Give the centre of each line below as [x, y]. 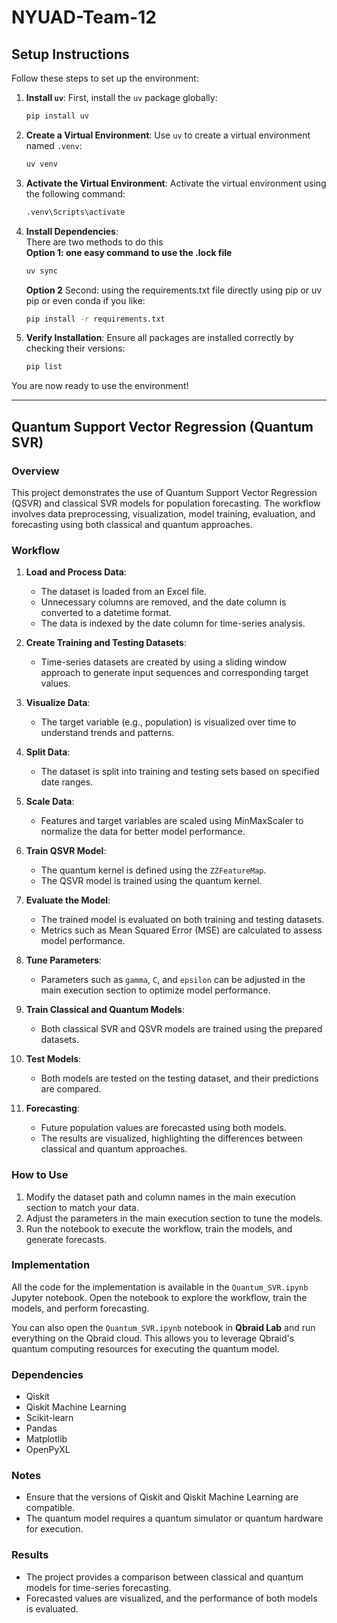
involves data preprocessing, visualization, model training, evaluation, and [163, 513]
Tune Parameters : [63, 960]
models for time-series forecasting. [98, 1587]
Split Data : [48, 752]
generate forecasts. [66, 1239]
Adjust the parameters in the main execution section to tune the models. [174, 1218]
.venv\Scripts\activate [75, 212]
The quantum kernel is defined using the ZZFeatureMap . [153, 870]
